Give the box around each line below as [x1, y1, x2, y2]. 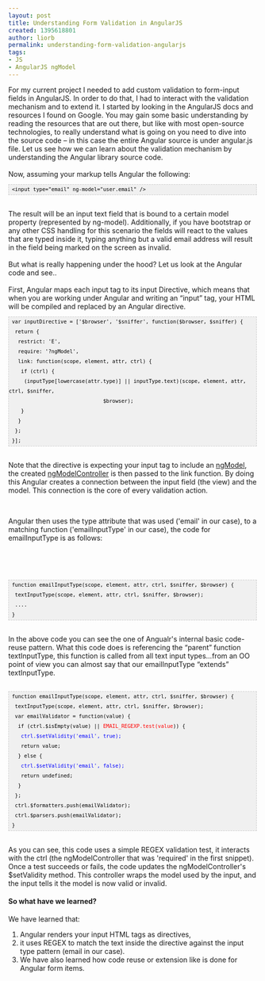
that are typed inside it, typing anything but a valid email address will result [8, 234, 253, 243]
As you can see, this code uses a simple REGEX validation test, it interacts [8, 845, 250, 854]
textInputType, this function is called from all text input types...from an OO [8, 651, 250, 661]
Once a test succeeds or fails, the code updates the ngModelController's [8, 861, 246, 871]
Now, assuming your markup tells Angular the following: [8, 169, 190, 178]
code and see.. [8, 267, 57, 278]
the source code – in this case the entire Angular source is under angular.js [8, 136, 253, 145]
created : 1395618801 [8, 26, 77, 34]
